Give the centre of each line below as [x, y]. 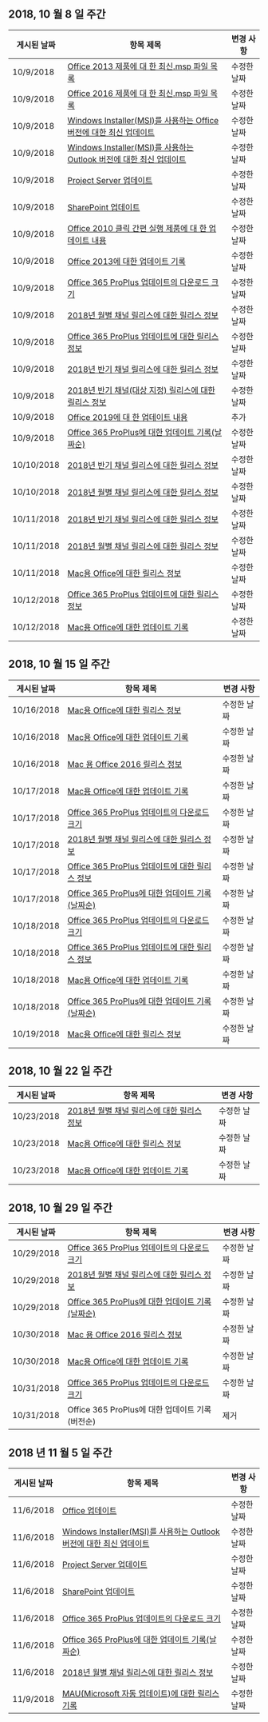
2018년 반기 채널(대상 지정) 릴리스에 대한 [141, 390]
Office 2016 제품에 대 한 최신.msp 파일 [138, 93]
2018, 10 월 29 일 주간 [61, 1207]
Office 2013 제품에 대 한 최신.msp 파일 [138, 66]
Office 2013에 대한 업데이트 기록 [126, 261]
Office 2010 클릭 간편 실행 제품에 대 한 [137, 228]
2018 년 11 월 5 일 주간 [60, 1453]
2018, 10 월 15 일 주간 [59, 664]
